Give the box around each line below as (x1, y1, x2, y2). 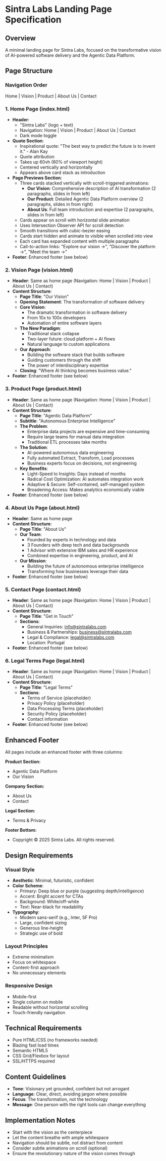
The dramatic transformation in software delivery (27, 309, 127, 315)
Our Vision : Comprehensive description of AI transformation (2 (27, 185, 156, 191)
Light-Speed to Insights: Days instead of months (27, 471, 126, 477)
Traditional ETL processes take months (27, 439, 107, 445)
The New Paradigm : (19, 325, 61, 331)
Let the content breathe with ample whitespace (12, 1135, 109, 1140)
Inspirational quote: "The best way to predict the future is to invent (19, 143, 156, 149)
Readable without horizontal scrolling (12, 1004, 88, 1010)
